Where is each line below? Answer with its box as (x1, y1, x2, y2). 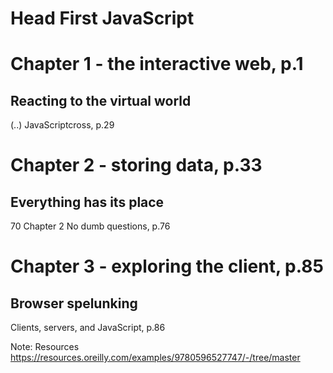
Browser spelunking (10, 295, 138, 312)
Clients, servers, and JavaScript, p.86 (10, 322, 166, 334)
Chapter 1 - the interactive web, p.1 (10, 53, 304, 76)
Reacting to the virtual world (10, 92, 192, 109)
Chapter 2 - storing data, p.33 (10, 154, 263, 177)
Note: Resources (10, 341, 80, 353)
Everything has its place (10, 193, 165, 211)
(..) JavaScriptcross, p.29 (10, 119, 115, 131)
